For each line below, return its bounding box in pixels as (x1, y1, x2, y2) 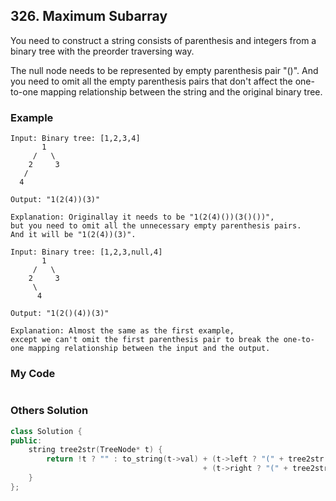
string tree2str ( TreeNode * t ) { (28, 445, 163, 455)
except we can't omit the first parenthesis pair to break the (10, 335, 280, 345)
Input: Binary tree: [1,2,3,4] (10, 134, 141, 144)
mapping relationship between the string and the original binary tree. (40, 85, 323, 98)
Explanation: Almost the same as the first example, (10, 326, 235, 336)
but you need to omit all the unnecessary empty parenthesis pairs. (10, 221, 302, 231)
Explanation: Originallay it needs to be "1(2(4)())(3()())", (10, 212, 275, 223)
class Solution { (10, 426, 83, 436)
